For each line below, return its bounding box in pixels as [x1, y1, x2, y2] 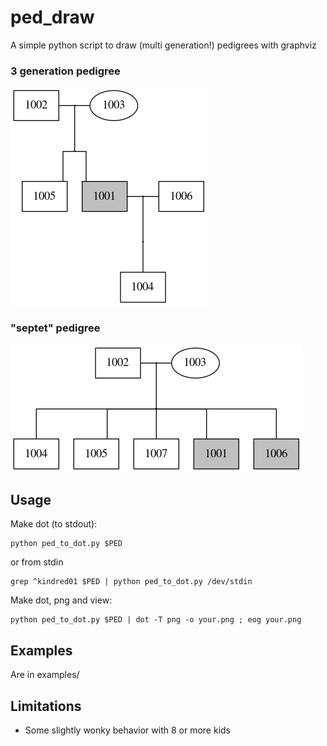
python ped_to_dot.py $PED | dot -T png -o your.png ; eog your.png [10, 615, 302, 625]
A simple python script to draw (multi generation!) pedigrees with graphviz [10, 39, 317, 51]
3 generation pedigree [10, 64, 121, 78]
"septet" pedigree [10, 321, 101, 335]
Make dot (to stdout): [10, 518, 98, 530]
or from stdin [10, 556, 64, 568]
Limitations [10, 697, 82, 715]
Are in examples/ [10, 669, 80, 681]
